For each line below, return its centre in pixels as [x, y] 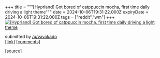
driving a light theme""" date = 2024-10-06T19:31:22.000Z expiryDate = [77, 12]
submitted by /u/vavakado [31, 36]
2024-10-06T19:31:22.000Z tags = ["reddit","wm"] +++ [60, 17]
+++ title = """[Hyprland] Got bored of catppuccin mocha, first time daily [77, 7]
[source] [14, 51]
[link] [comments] [23, 42]
